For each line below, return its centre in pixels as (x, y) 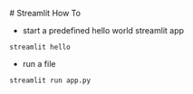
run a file (39, 64)
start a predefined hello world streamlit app (103, 30)
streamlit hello (40, 47)
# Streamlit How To (45, 13)
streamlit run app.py (50, 80)
